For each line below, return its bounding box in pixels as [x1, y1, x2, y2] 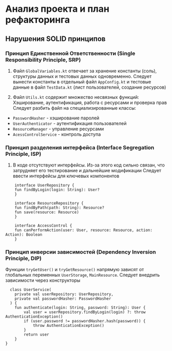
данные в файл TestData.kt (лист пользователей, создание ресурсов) [12, 84, 166, 90]
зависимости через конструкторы [5, 277, 81, 283]
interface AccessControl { [14, 223, 72, 229]
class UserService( [10, 287, 52, 293]
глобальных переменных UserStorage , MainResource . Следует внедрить [5, 272, 160, 278]
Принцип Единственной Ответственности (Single [5, 50, 136, 57]
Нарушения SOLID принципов [5, 34, 106, 43]
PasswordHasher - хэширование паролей [12, 115, 100, 121]
